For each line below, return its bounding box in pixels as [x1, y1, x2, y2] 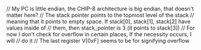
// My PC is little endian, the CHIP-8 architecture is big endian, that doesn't [6, 5, 194, 12]
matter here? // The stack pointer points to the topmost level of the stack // [6, 11, 194, 19]
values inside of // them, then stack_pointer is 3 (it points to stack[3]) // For [6, 24, 196, 31]
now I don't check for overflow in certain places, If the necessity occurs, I [6, 31, 192, 38]
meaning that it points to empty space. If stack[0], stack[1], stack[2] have [6, 18, 191, 25]
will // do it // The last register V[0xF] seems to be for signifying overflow [6, 37, 189, 44]
